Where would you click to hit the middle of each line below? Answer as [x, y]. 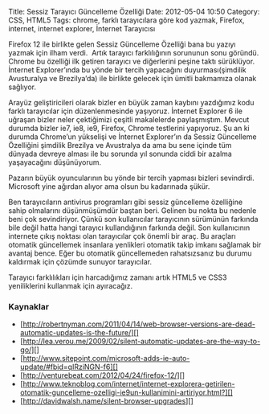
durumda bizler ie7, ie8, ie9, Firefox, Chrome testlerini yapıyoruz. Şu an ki [129, 128]
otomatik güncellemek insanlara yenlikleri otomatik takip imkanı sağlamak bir [135, 245]
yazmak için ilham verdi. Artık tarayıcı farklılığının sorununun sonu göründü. [134, 53]
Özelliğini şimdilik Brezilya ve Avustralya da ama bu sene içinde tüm [120, 145]
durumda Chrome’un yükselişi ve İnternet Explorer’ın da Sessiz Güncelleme [132, 137]
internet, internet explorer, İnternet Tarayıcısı [82, 29]
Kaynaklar [29, 306]
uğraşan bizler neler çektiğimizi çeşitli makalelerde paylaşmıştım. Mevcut [129, 119]
